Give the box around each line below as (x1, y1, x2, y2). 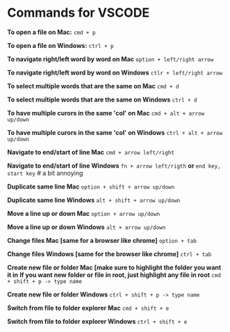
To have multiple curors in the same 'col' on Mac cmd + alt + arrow (7, 109, 205, 117)
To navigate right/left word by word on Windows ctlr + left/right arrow (7, 68, 222, 77)
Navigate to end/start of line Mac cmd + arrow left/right (7, 148, 175, 156)
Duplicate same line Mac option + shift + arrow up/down (7, 182, 175, 191)
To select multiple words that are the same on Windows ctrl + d (7, 95, 197, 104)
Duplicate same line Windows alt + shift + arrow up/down (7, 196, 181, 204)
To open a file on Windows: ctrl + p (7, 41, 114, 49)
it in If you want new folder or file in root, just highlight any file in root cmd (7, 270, 221, 279)
